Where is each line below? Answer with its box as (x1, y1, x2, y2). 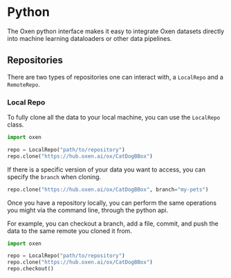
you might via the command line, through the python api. (7, 205, 169, 214)
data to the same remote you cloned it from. (7, 226, 133, 235)
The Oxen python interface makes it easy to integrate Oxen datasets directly (7, 27, 225, 35)
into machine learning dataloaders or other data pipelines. (7, 34, 172, 42)
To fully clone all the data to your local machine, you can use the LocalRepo (7, 113, 221, 122)
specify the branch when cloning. (7, 172, 102, 180)
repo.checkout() (7, 266, 54, 272)
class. (7, 120, 24, 129)
